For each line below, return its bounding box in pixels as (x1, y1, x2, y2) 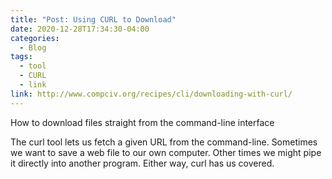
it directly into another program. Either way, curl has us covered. (10, 157, 275, 169)
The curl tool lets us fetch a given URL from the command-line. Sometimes (10, 136, 318, 148)
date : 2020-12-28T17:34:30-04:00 (10, 24, 150, 34)
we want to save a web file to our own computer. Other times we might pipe (10, 146, 322, 158)
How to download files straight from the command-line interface (10, 116, 275, 128)
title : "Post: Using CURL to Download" (10, 14, 177, 25)
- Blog (19, 42, 47, 53)
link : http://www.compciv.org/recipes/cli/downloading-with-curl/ (10, 89, 293, 99)
